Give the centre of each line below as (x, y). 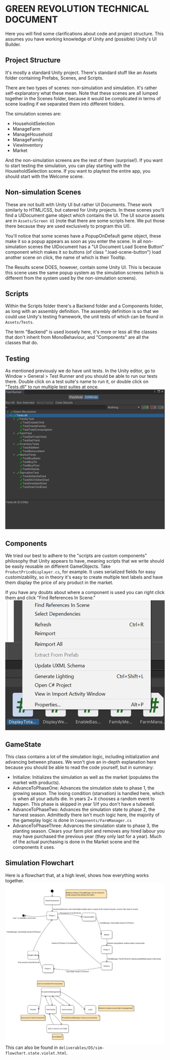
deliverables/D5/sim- (82, 1048)
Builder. (13, 44)
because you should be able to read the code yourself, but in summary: (80, 767)
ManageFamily (28, 139)
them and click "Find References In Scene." (51, 598)
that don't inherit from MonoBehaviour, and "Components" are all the (77, 337)
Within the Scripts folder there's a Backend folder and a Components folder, (84, 306)
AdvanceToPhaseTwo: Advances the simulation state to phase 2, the (84, 809)
